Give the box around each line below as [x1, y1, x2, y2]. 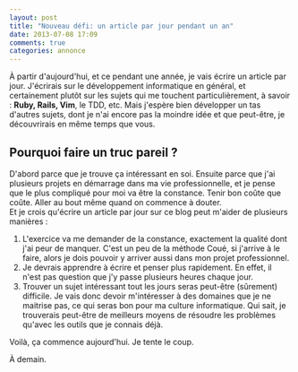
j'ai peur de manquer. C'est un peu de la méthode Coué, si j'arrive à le [21, 243, 280, 254]
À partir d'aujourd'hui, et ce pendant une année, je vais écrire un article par [9, 71, 286, 82]
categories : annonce [9, 47, 87, 56]
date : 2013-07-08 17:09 [9, 30, 98, 39]
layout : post [9, 13, 58, 22]
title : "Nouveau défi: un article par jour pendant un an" [9, 22, 234, 30]
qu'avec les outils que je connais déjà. [21, 319, 164, 330]
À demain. [9, 353, 47, 364]
